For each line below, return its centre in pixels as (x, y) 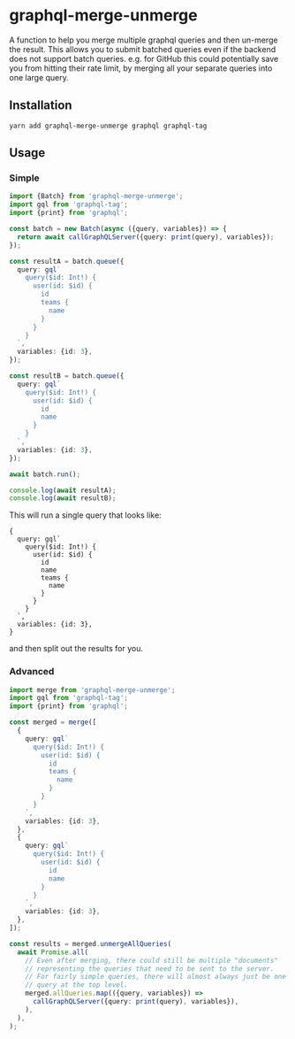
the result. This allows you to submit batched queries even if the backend (143, 49)
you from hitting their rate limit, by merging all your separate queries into (141, 68)
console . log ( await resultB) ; (63, 498)
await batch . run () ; (45, 474)
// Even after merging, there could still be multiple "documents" (151, 960)
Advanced (32, 672)
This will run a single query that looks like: (85, 515)
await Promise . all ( (53, 952)
